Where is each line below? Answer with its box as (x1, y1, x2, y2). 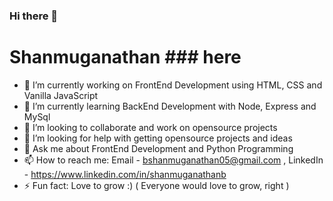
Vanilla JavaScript (23, 89, 99, 101)
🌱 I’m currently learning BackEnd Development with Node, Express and (23, 100, 317, 112)
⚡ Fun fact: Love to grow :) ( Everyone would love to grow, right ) (23, 179, 290, 191)
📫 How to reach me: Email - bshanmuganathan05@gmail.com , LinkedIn (23, 154, 324, 166)
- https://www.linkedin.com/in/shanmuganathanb (23, 168, 227, 180)
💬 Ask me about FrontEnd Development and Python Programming (23, 142, 294, 154)
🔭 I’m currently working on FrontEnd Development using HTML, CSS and (23, 79, 323, 91)
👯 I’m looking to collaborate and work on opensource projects (23, 121, 278, 133)
